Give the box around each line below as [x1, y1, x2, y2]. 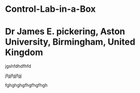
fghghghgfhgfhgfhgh [5, 82, 48, 88]
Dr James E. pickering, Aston [5, 26, 125, 37]
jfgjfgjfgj [5, 73, 22, 79]
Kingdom [5, 47, 43, 58]
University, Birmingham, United [5, 36, 136, 48]
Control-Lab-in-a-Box [5, 3, 96, 15]
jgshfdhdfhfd [5, 63, 31, 69]
